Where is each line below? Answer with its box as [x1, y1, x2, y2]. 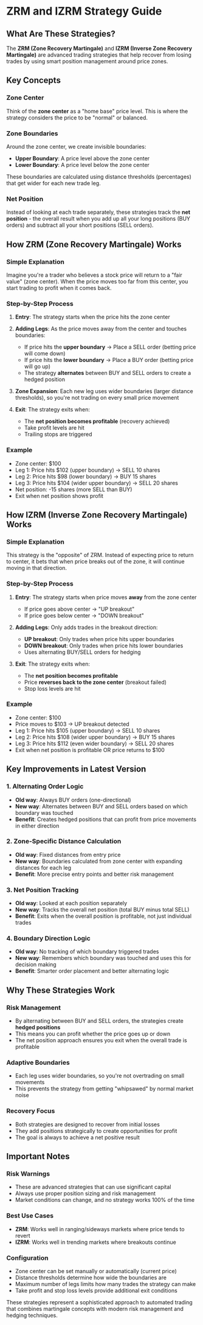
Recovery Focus [6, 1107, 55, 1115]
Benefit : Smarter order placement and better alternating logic [15, 967, 170, 975]
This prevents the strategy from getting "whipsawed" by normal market [15, 1085, 194, 1092]
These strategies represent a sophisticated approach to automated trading [6, 1298, 193, 1305]
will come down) [24, 350, 66, 357]
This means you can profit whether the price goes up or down [15, 1030, 171, 1037]
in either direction [15, 822, 60, 829]
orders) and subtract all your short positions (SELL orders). [6, 221, 154, 229]
